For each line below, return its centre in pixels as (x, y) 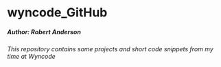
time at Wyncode (32, 57)
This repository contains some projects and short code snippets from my (110, 49)
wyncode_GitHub (57, 13)
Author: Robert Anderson (44, 31)
